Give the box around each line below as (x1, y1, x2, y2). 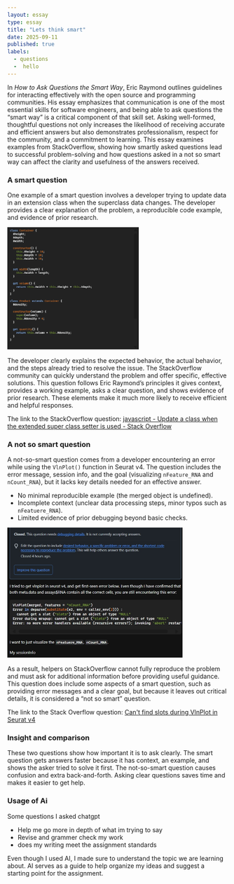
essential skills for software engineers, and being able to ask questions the (7, 105, 223, 113)
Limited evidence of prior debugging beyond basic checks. (17, 513, 188, 522)
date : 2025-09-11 (7, 34, 58, 41)
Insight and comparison (7, 733, 90, 743)
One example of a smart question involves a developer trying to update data (7, 191, 226, 200)
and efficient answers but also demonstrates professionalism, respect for (7, 127, 219, 136)
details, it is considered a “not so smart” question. (7, 694, 151, 703)
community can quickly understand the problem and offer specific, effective (7, 371, 227, 380)
